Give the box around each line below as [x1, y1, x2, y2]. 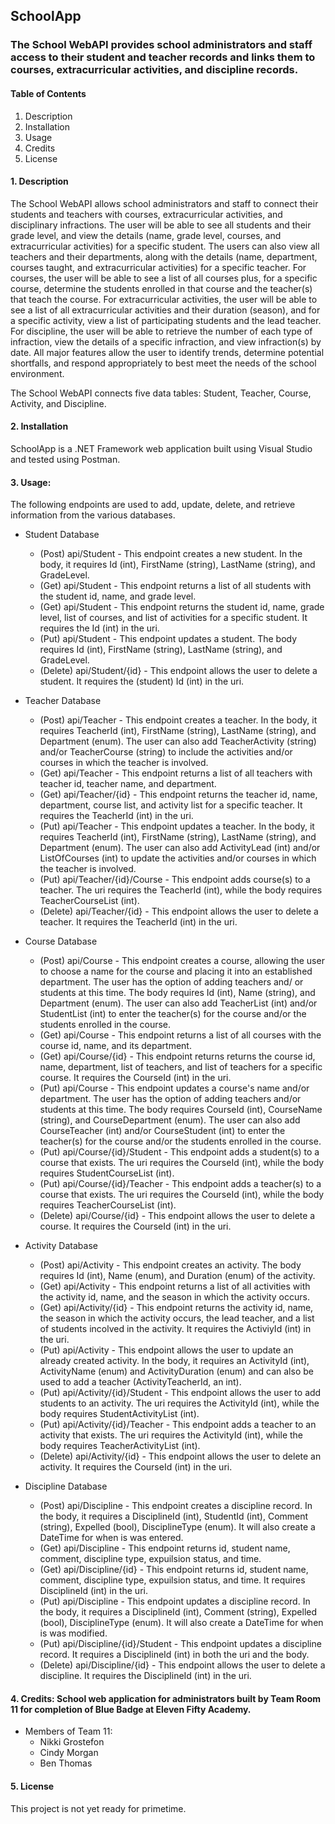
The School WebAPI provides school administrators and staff [10, 38, 313, 52]
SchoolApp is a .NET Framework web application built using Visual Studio [10, 442, 313, 454]
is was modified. [39, 1627, 108, 1639]
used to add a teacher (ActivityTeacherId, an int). [39, 1376, 242, 1388]
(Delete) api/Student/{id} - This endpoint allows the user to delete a [39, 665, 318, 677]
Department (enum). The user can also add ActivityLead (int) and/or [39, 842, 321, 854]
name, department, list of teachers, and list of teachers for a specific [39, 1061, 323, 1073]
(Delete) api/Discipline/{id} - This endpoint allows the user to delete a [39, 1659, 326, 1671]
